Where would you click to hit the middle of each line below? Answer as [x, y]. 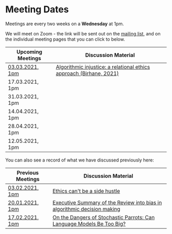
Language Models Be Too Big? [89, 224]
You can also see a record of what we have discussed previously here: [80, 160]
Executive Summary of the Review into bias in [107, 203]
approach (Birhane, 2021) [87, 73]
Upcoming [29, 51]
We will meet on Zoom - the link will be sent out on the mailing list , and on [83, 33]
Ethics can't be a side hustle [86, 191]
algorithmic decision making [86, 209]
